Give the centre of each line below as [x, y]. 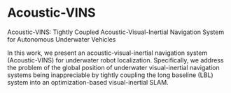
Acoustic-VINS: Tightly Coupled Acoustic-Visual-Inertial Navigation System [116, 32]
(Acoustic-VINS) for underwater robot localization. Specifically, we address [115, 60]
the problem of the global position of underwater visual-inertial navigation [114, 67]
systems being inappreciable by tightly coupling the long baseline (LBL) [110, 75]
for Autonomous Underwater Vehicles [62, 39]
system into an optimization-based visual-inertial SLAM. [88, 82]
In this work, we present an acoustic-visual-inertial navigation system [107, 53]
